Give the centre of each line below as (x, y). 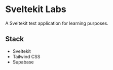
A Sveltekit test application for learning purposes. (57, 23)
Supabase (23, 62)
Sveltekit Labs (36, 9)
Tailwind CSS (26, 56)
